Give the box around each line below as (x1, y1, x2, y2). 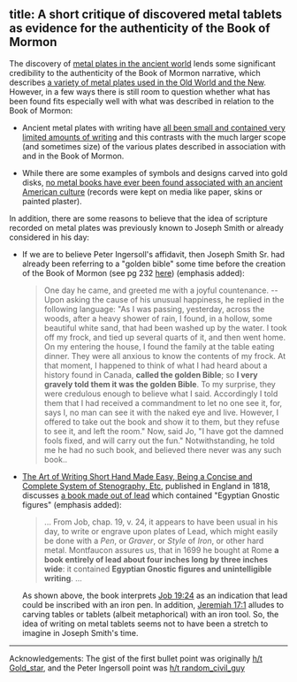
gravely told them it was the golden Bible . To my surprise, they (43, 379, 276, 389)
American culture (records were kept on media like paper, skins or (21, 186, 263, 197)
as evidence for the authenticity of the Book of (9, 21, 271, 36)
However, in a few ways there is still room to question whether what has (9, 86, 271, 96)
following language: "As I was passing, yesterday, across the (43, 303, 265, 314)
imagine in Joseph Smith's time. (21, 627, 139, 638)
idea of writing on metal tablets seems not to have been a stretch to (21, 618, 269, 629)
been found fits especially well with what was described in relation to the (9, 96, 274, 106)
